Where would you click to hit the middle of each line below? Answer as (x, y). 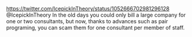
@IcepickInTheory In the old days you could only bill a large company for (96, 15)
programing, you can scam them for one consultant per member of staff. (95, 27)
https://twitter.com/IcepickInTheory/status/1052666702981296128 (88, 9)
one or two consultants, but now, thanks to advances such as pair (87, 21)
